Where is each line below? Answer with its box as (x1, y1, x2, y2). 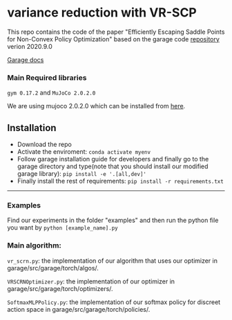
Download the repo (17, 140, 72, 149)
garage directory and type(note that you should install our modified (17, 162, 209, 170)
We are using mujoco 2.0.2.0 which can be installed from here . (7, 102, 186, 110)
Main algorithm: (7, 241, 62, 250)
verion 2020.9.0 (7, 42, 53, 50)
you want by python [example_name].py (7, 223, 119, 232)
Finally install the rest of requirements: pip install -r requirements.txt (17, 177, 224, 186)
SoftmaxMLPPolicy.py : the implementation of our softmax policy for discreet (7, 298, 221, 306)
